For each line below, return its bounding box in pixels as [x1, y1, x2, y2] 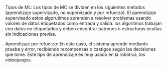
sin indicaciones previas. [5, 31, 57, 37]
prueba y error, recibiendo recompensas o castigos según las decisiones [5, 46, 156, 52]
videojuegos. [5, 57, 32, 62]
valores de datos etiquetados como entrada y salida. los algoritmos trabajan [5, 20, 162, 26]
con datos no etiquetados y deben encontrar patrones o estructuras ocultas [5, 26, 162, 32]
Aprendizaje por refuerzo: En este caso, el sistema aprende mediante [5, 41, 148, 47]
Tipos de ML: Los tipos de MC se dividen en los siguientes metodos [5, 5, 145, 10]
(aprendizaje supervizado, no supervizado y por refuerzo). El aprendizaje [5, 10, 156, 16]
